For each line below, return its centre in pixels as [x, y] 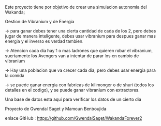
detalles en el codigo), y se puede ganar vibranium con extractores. [73, 90]
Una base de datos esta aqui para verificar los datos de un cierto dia [73, 99]
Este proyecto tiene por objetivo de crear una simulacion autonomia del [76, 7]
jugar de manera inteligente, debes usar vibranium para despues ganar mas [80, 36]
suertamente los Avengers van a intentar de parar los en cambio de [72, 56]
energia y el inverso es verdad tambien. [44, 41]
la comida [15, 75]
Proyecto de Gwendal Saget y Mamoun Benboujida [56, 109]
